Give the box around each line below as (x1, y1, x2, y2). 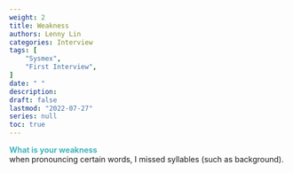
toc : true (9, 121, 46, 130)
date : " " (9, 79, 46, 88)
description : (9, 87, 58, 96)
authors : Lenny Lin (9, 29, 82, 38)
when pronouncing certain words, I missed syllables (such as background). (9, 154, 284, 164)
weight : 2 (9, 12, 46, 22)
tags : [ (9, 46, 38, 55)
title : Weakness (9, 21, 69, 30)
